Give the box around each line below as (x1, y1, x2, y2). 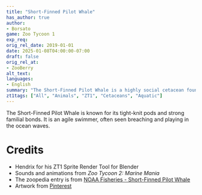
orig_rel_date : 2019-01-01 (6, 43, 74, 49)
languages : (6, 76, 34, 82)
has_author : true (6, 14, 50, 20)
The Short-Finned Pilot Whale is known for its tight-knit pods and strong (6, 109, 185, 116)
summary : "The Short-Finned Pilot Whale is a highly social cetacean (6, 87, 185, 93)
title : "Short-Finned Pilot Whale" (6, 8, 96, 15)
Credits (6, 143, 44, 156)
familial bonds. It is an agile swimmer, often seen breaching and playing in (6, 116, 189, 123)
